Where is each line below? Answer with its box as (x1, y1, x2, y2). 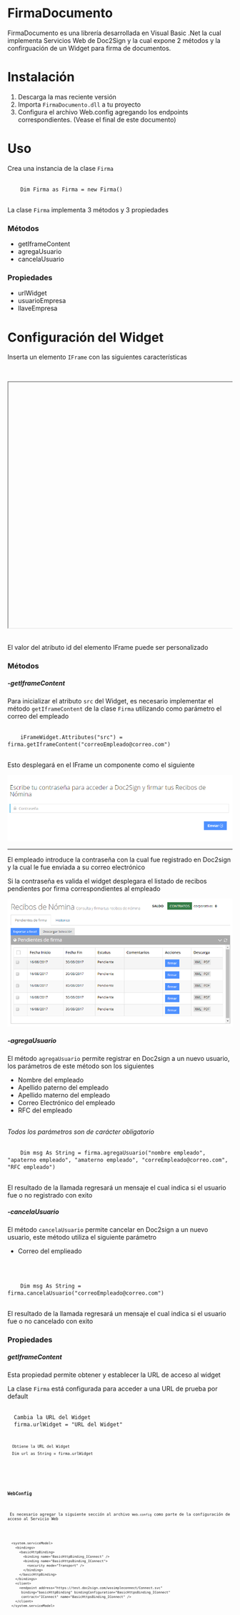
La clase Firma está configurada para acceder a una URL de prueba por (7, 1385, 218, 1393)
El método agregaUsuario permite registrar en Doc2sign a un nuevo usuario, (7, 1055, 230, 1063)
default (7, 1392, 29, 1401)
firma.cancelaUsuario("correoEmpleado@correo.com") (7, 1290, 164, 1297)
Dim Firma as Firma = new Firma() (20, 186, 123, 193)
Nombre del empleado (17, 1076, 84, 1085)
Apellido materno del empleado (17, 1091, 111, 1100)
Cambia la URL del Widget (14, 1414, 91, 1421)
